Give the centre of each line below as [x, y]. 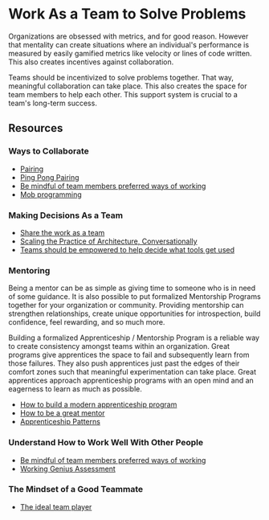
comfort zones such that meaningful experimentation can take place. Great [132, 372]
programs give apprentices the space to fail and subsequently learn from [129, 355]
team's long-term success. [53, 103]
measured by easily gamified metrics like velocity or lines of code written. [130, 53]
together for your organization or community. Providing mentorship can [126, 305]
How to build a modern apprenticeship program [98, 405]
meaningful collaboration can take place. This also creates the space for [128, 86]
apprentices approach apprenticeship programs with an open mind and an [131, 381]
